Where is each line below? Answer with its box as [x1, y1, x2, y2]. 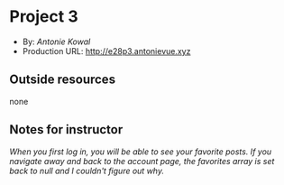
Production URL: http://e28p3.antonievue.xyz [22, 45, 191, 56]
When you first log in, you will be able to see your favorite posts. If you [9, 146, 272, 157]
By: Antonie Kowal [22, 36, 91, 47]
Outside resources [9, 72, 115, 88]
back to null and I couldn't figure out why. [9, 165, 165, 176]
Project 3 [9, 6, 78, 27]
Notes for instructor [9, 122, 124, 137]
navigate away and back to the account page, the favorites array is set [9, 155, 275, 166]
